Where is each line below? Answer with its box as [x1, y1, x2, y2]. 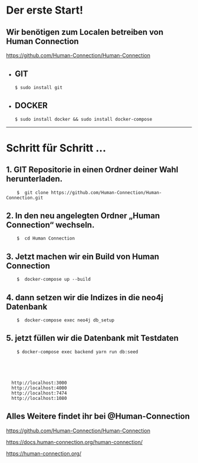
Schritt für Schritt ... [6, 141, 107, 155]
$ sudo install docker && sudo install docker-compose [14, 116, 153, 122]
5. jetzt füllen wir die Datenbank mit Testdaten [6, 333, 179, 343]
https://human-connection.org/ [6, 449, 81, 457]
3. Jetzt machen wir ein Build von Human [6, 251, 160, 261]
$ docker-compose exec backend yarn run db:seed [16, 349, 138, 354]
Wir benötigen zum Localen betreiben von [6, 27, 164, 37]
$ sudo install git [14, 84, 63, 90]
